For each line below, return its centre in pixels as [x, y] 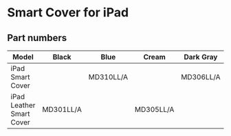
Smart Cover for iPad [68, 13]
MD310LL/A [108, 77]
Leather [23, 105]
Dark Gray [201, 57]
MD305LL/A [154, 109]
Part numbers [37, 38]
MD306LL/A [201, 77]
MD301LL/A [62, 109]
